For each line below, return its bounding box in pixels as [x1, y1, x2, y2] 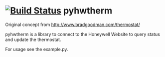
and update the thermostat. [5, 36, 61, 42]
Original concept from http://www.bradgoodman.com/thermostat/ [5, 21, 141, 27]
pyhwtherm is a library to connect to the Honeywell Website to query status [5, 31, 161, 37]
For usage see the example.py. [5, 46, 68, 52]
